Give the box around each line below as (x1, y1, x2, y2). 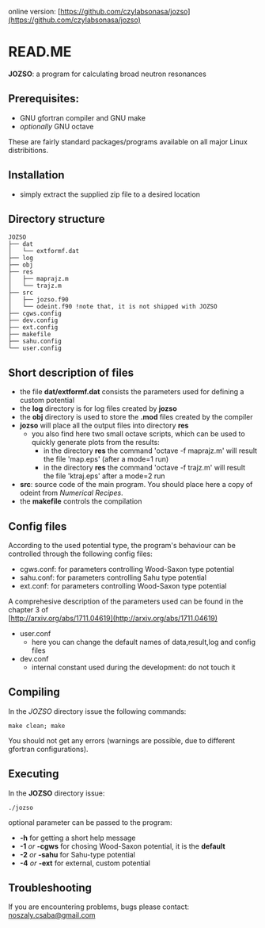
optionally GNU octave (19, 121, 94, 131)
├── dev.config (8, 316, 59, 324)
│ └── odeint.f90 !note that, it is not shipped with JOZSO (8, 303, 218, 311)
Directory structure (8, 212, 105, 225)
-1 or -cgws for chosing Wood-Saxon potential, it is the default (19, 841, 225, 851)
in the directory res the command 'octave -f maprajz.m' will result (43, 446, 258, 455)
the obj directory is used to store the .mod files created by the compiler (19, 412, 253, 422)
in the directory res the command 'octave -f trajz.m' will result (43, 463, 246, 473)
